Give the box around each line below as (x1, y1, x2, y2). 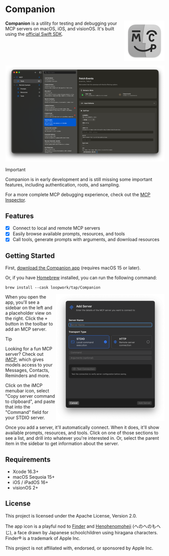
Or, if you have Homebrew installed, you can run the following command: (5, 274, 157, 281)
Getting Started (5, 251, 55, 260)
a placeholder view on (5, 310, 52, 316)
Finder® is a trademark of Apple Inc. (5, 535, 81, 541)
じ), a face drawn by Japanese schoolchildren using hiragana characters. (5, 529, 158, 535)
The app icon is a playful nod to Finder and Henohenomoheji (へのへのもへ (5, 523, 161, 529)
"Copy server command (5, 393, 55, 399)
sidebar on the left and (5, 305, 53, 311)
